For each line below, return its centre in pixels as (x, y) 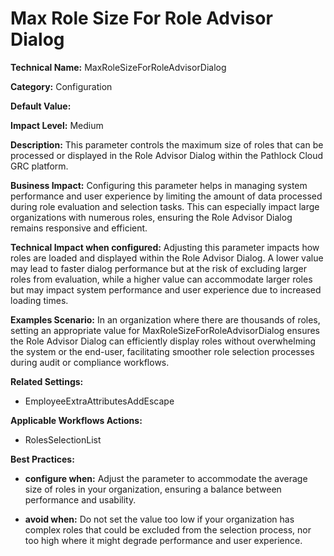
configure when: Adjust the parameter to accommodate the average (166, 478)
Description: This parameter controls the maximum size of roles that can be (167, 144)
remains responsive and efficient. (79, 228)
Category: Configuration (61, 86)
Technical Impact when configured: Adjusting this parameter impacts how (165, 247)
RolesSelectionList (63, 439)
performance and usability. (80, 499)
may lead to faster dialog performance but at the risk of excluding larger (159, 268)
